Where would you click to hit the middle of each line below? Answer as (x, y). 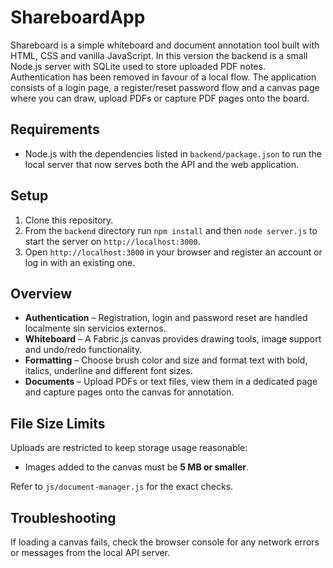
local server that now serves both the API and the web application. (162, 164)
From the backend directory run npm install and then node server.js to (171, 230)
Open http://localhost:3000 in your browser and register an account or (173, 252)
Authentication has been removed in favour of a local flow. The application (163, 77)
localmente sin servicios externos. (95, 328)
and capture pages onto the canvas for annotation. (129, 392)
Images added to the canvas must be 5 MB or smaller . (137, 467)
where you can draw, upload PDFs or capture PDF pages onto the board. (160, 98)
